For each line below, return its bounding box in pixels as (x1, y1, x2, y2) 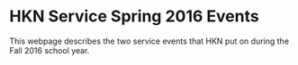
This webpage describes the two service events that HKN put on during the (9, 36, 290, 46)
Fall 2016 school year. (9, 45, 90, 55)
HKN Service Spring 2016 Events (9, 6, 259, 27)
